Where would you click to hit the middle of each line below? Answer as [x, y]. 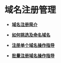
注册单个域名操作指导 [33, 45]
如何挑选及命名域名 [31, 35]
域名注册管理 [30, 10]
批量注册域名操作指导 [33, 55]
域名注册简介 [24, 24]
